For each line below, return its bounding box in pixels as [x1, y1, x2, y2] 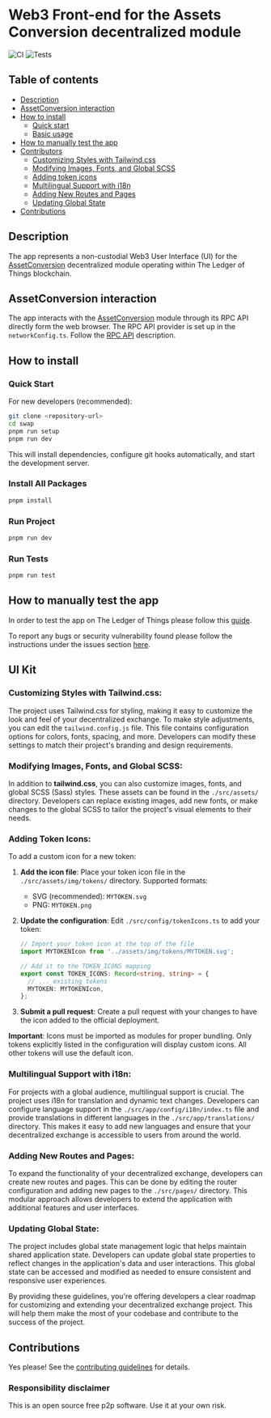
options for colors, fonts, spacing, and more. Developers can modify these [8, 731, 256, 741]
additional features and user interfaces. [8, 1203, 140, 1213]
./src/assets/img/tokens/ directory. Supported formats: [19, 876, 209, 886]
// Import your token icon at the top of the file [19, 940, 195, 948]
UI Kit [8, 663, 36, 677]
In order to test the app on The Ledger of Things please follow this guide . [8, 615, 252, 624]
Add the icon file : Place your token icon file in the [19, 867, 186, 877]
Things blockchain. [8, 269, 72, 278]
